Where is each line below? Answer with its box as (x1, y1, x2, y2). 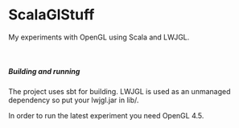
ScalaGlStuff (8, 6, 95, 24)
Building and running (8, 66, 80, 76)
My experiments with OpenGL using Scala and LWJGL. (8, 32, 190, 42)
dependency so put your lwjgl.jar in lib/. (8, 95, 139, 105)
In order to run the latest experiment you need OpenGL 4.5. (8, 110, 204, 120)
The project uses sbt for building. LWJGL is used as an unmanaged (8, 86, 231, 96)
